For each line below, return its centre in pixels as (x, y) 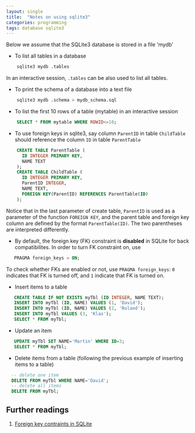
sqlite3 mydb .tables (43, 67)
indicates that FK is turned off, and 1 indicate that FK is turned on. (85, 275)
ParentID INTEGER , (44, 183)
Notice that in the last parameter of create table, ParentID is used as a (90, 211)
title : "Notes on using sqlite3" (48, 17)
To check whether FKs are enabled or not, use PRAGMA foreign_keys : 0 (90, 269)
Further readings (38, 410)
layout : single (25, 11)
